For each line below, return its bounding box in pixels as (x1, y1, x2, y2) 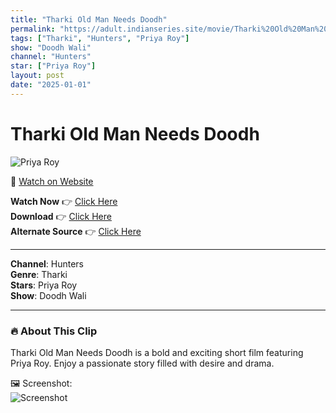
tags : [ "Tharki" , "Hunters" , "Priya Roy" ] (10, 33, 190, 43)
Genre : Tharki (10, 268, 68, 280)
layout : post (10, 71, 65, 81)
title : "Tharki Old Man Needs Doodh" (10, 14, 168, 25)
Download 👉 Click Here (10, 210, 112, 222)
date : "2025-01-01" (10, 80, 92, 90)
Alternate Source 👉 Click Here (10, 225, 142, 237)
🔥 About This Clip (10, 324, 98, 338)
